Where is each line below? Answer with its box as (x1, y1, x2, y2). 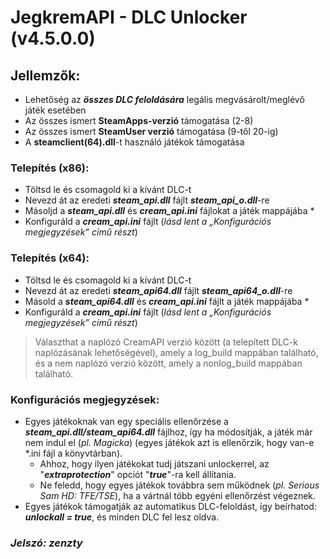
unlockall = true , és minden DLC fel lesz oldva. (24, 511, 220, 523)
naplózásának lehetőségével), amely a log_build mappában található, (34, 346, 319, 358)
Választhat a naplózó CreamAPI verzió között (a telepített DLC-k (34, 336, 298, 348)
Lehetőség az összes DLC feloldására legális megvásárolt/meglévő (24, 94, 305, 105)
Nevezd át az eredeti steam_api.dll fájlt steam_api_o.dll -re (24, 194, 270, 206)
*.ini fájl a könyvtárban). (24, 447, 123, 459)
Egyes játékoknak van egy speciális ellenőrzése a (24, 415, 229, 427)
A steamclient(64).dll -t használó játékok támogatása (24, 136, 245, 148)
